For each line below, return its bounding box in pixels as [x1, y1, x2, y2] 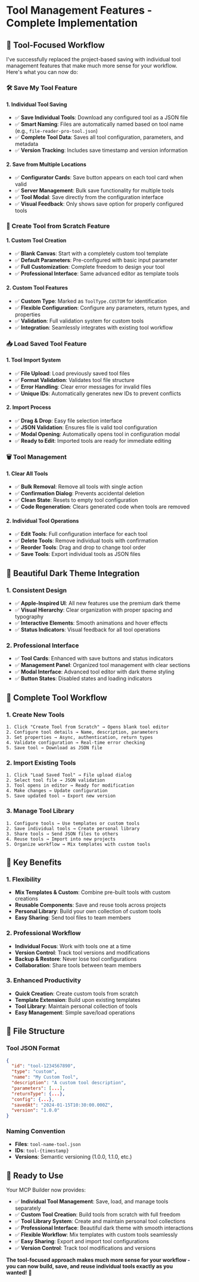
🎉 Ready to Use [6, 1171, 64, 1181]
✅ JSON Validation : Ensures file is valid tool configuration [14, 424, 158, 431]
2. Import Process [6, 403, 52, 411]
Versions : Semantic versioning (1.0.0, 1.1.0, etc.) [14, 1153, 132, 1160]
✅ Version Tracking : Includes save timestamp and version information [14, 147, 188, 154]
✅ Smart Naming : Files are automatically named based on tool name [14, 120, 184, 128]
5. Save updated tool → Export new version [6, 793, 116, 799]
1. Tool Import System [6, 356, 61, 364]
